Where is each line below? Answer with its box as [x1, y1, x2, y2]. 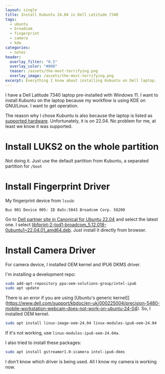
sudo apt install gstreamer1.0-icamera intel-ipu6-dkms [5, 350, 125, 355]
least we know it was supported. [5, 123, 73, 129]
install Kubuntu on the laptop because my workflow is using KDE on [5, 97, 146, 103]
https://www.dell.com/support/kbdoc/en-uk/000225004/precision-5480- [7, 300, 160, 306]
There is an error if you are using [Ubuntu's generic [5, 295, 113, 301]
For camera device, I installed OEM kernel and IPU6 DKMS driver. [5, 261, 141, 267]
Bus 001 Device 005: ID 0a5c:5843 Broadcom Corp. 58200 [5, 207, 125, 213]
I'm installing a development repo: [5, 271, 76, 277]
